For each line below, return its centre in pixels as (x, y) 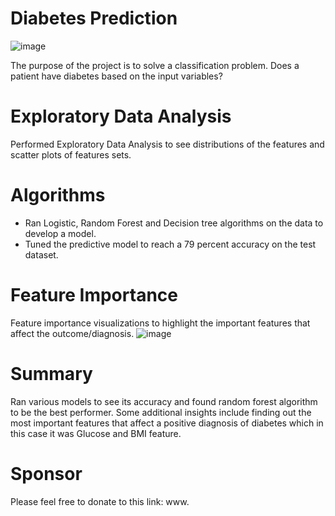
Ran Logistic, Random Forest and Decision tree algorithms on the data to (174, 223)
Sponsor (46, 473)
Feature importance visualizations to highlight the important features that (160, 323)
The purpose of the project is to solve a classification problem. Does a (155, 65)
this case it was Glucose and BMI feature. (96, 433)
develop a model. (60, 233)
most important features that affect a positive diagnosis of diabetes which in (167, 423)
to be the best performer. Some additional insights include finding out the (161, 412)
